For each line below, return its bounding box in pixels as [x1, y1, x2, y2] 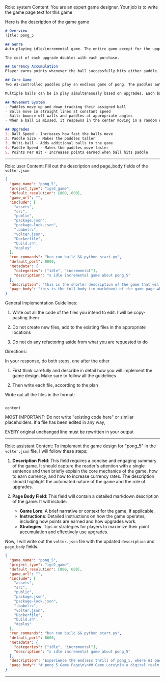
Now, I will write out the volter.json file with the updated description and [5, 539, 155, 545]
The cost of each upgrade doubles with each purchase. [5, 55, 120, 60]
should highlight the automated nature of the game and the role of [12, 479, 146, 485]
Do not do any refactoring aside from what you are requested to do [12, 339, 148, 345]
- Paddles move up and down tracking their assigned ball [5, 104, 126, 109]
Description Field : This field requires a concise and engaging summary [12, 458, 157, 464]
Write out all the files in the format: [5, 392, 75, 398]
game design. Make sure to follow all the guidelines [12, 373, 116, 379]
